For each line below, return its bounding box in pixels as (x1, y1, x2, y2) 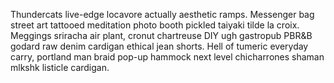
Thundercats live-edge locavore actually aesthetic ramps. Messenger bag (10, 9, 315, 20)
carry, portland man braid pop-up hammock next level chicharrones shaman (10, 51, 325, 63)
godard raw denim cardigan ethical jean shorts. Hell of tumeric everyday (10, 40, 309, 52)
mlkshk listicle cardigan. (10, 62, 110, 73)
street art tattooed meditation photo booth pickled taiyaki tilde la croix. (10, 19, 300, 31)
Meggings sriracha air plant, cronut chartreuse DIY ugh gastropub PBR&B (10, 30, 313, 41)
